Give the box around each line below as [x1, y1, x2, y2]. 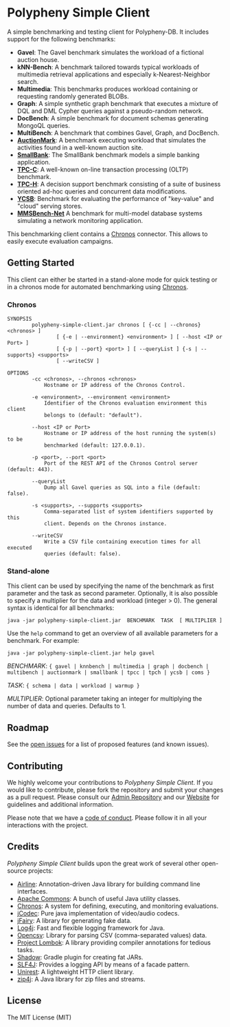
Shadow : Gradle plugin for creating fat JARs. [16, 953, 143, 961]
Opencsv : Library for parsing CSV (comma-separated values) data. [16, 931, 207, 939]
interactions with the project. [7, 820, 89, 829]
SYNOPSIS [7, 315, 32, 323]
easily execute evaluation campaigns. [7, 237, 113, 245]
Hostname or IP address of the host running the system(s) [43, 430, 216, 437]
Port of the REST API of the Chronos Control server [43, 460, 198, 467]
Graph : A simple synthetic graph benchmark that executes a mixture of [16, 99, 218, 107]
